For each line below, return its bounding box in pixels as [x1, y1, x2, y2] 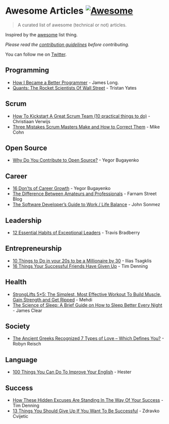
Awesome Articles [5, 5, 84, 17]
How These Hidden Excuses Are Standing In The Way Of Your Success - [12, 397, 163, 403]
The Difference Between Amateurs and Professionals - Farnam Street [12, 190, 157, 197]
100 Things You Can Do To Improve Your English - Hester [12, 369, 132, 375]
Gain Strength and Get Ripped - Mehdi [12, 296, 92, 302]
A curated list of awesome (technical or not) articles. [17, 22, 127, 28]
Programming [5, 66, 49, 74]
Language [5, 355, 38, 364]
